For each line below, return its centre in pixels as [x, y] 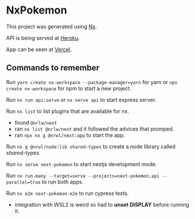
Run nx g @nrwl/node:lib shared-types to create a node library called [91, 146]
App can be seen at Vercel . [39, 49]
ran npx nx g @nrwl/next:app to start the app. [70, 135]
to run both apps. [63, 182]
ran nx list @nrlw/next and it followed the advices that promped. [94, 129]
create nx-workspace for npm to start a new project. [69, 88]
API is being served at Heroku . [43, 38]
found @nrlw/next [36, 122]
